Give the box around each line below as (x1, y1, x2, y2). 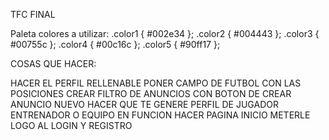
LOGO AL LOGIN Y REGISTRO (10, 120, 133, 131)
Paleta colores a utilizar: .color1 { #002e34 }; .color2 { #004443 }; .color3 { (10, 28, 320, 39)
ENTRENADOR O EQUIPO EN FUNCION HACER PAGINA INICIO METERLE (10, 109, 311, 121)
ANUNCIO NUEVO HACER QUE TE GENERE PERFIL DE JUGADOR (10, 99, 279, 110)
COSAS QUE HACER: (10, 58, 97, 69)
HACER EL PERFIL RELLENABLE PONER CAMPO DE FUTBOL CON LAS (10, 77, 302, 89)
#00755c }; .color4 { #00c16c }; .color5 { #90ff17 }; (10, 39, 221, 50)
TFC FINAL (10, 9, 56, 20)
